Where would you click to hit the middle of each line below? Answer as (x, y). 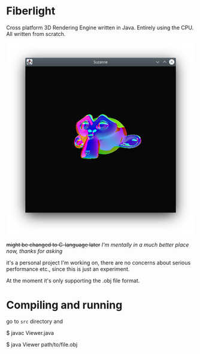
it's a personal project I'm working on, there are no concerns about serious (99, 263)
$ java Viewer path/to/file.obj (42, 344)
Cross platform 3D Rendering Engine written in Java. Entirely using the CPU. (100, 28)
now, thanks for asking (34, 251)
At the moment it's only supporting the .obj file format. (73, 281)
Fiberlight (31, 11)
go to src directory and (35, 322)
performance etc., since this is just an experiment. (68, 269)
